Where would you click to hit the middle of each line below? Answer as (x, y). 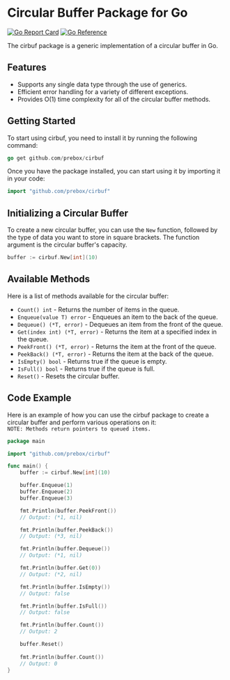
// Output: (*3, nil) (51, 536)
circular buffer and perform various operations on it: (82, 422)
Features (27, 68)
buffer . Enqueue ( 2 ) (46, 492)
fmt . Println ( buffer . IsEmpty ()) (65, 587)
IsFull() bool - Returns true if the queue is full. (86, 369)
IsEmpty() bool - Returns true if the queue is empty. (92, 361)
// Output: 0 (39, 663)
